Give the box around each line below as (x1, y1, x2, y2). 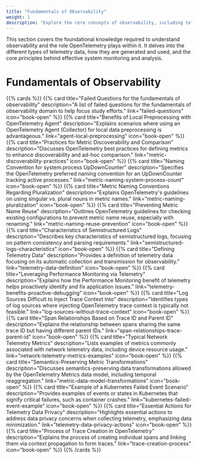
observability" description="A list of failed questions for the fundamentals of (6, 101, 192, 108)
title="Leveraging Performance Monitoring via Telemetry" (6, 271, 146, 278)
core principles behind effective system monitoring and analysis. (6, 54, 163, 62)
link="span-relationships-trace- (105, 327, 183, 334)
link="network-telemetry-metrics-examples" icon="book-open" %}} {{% (6, 352, 183, 359)
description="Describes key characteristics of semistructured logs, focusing (6, 233, 192, 240)
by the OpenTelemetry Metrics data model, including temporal (6, 371, 157, 378)
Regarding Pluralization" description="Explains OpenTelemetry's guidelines (6, 189, 189, 196)
